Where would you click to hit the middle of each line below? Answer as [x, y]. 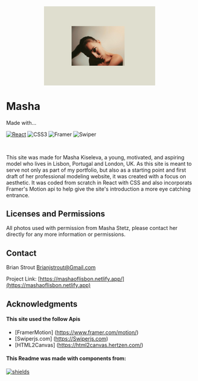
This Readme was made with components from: [66, 358]
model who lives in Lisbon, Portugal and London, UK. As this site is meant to [99, 163]
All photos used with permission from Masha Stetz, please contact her [92, 228]
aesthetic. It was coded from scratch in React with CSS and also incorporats [99, 182]
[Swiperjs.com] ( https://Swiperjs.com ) [61, 338]
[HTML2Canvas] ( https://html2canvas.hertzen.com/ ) [79, 345]
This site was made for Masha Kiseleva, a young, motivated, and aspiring [95, 157]
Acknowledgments [42, 304]
